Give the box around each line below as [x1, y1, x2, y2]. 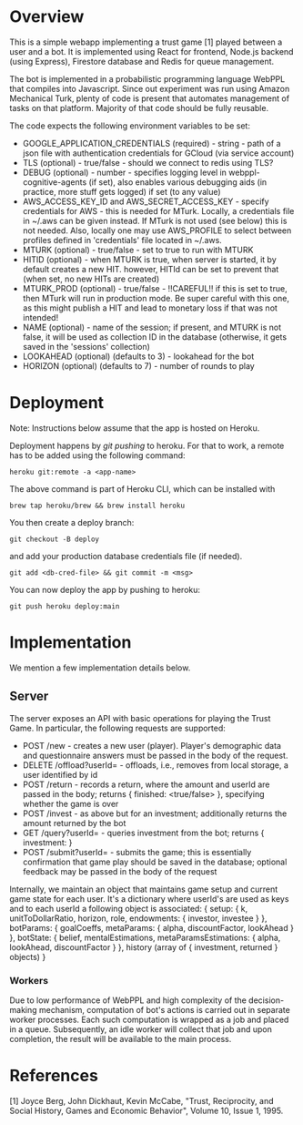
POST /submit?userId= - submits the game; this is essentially [22, 846, 252, 857]
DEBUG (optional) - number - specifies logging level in [22, 167, 227, 178]
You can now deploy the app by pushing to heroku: [9, 584, 201, 595]
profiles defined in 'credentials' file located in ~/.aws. [22, 234, 223, 245]
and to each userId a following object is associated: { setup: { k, [9, 903, 248, 914]
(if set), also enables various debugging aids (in [88, 176, 268, 188]
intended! [22, 312, 59, 322]
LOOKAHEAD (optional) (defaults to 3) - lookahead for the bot [22, 351, 255, 362]
